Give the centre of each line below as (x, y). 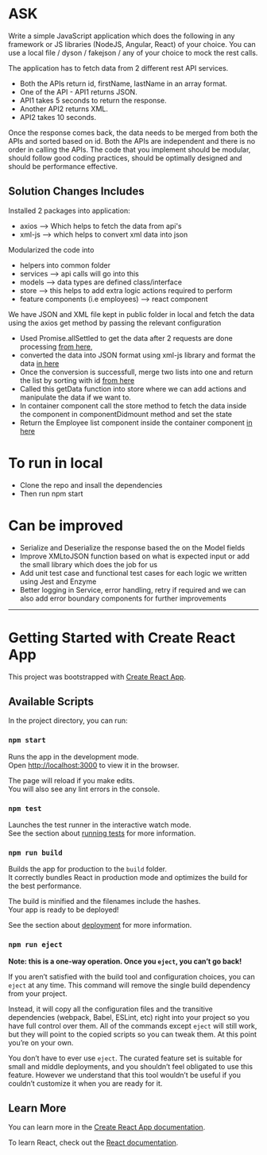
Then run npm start (51, 493)
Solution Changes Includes (76, 191)
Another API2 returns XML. (64, 109)
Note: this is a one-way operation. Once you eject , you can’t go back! (125, 961)
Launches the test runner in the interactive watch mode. (100, 825)
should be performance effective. (63, 166)
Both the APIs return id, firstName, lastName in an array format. (124, 83)
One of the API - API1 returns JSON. (78, 91)
